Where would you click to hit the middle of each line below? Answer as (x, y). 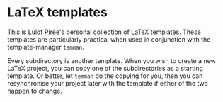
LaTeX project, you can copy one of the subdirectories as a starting (105, 68)
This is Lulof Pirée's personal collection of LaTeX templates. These (104, 32)
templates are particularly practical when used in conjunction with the (109, 39)
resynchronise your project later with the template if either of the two (108, 83)
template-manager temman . (46, 47)
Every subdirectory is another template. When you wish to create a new (111, 60)
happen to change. (35, 91)
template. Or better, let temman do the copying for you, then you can (105, 76)
